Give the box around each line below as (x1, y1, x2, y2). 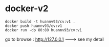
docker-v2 (5, 3, 49, 14)
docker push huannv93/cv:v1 (5, 23, 63, 28)
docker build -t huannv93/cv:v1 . (5, 19, 76, 24)
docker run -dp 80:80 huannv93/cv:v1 (5, 27, 82, 32)
